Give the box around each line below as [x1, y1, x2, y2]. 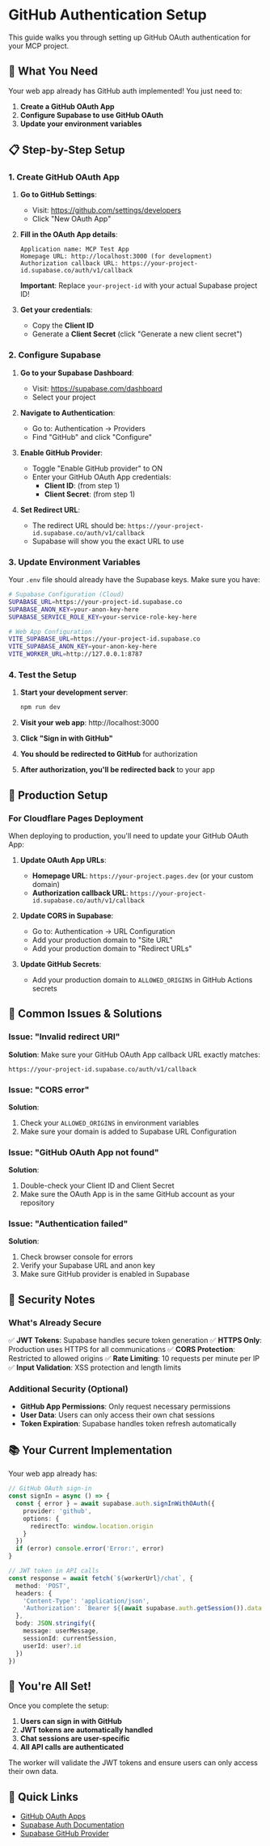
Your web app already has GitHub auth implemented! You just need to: [8, 86, 243, 95]
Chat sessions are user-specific [19, 1734, 131, 1743]
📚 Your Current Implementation [8, 1443, 172, 1457]
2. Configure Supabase [8, 349, 101, 361]
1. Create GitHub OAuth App [8, 171, 120, 183]
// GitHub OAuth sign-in [8, 1485, 92, 1493]
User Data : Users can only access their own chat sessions [19, 1410, 216, 1420]
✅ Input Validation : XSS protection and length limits [8, 1362, 182, 1372]
